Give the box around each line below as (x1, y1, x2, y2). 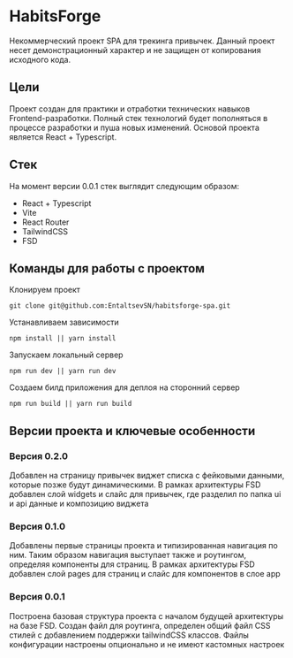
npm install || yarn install (9, 334, 116, 343)
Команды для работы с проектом (9, 261, 206, 276)
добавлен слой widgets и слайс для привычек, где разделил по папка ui (9, 489, 282, 500)
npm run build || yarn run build (9, 400, 132, 409)
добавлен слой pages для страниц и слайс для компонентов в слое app (9, 569, 281, 579)
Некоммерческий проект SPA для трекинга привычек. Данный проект (9, 35, 275, 46)
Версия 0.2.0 (9, 449, 69, 462)
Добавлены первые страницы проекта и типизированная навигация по (9, 540, 278, 551)
